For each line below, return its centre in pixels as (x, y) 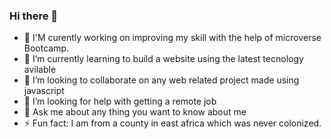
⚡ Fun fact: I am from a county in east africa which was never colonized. (172, 123)
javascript (44, 91)
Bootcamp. (46, 48)
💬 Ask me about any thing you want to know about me (135, 112)
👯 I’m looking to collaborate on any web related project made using (161, 80)
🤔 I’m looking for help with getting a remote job (120, 101)
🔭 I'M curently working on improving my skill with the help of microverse (172, 38)
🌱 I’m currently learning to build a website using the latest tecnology (163, 59)
